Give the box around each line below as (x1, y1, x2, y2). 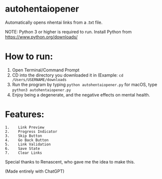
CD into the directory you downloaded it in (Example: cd (12, 72, 124, 78)
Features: (5, 109, 45, 120)
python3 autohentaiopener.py (12, 87, 71, 93)
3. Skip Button (5, 133, 42, 138)
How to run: (5, 51, 53, 62)
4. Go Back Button (5, 137, 49, 143)
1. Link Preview (5, 125, 45, 130)
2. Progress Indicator (5, 129, 57, 134)
